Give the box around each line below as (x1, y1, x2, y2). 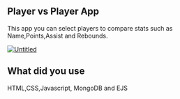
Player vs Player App (7, 6, 100, 17)
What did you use (7, 66, 85, 77)
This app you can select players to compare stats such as (7, 24, 173, 32)
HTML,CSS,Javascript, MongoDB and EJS (7, 84, 128, 92)
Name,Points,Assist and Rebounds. (7, 31, 108, 40)
